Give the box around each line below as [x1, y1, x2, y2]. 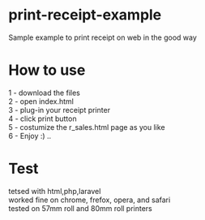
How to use [8, 61, 86, 80]
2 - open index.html [8, 96, 75, 106]
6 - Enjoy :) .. [8, 131, 52, 140]
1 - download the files [8, 88, 81, 97]
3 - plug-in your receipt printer [8, 105, 111, 114]
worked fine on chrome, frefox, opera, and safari [8, 195, 171, 205]
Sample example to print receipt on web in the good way [8, 32, 197, 42]
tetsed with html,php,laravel [8, 186, 101, 196]
